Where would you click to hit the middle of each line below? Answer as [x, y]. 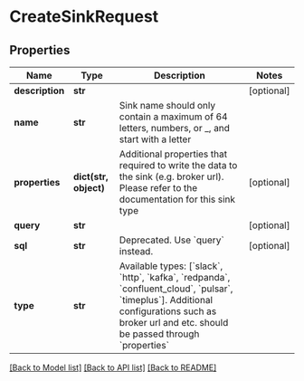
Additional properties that [173, 154]
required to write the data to [178, 165]
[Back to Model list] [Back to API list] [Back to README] [113, 367]
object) [89, 188]
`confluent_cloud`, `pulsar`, [176, 289]
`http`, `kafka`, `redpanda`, [175, 277]
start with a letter [155, 139]
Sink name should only [167, 105]
